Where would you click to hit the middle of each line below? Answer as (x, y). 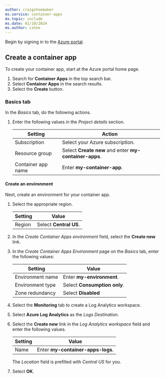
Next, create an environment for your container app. (58, 195)
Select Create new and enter (96, 150)
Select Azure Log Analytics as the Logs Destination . (66, 315)
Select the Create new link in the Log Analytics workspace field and (81, 324)
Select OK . (23, 372)
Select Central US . (58, 225)
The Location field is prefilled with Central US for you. (67, 362)
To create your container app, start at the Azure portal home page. (72, 69)
